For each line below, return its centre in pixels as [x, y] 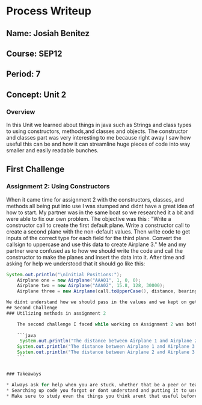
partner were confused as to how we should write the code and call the [95, 250]
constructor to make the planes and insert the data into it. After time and [96, 257]
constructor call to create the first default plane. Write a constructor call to [98, 225]
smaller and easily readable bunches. [53, 150]
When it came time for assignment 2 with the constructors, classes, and [95, 199]
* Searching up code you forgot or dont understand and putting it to [96, 390]
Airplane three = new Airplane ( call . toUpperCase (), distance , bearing [107, 291]
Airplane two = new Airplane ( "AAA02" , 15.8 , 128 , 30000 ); [91, 286]
